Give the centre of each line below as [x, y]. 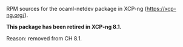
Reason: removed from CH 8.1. [44, 38]
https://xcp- [161, 9]
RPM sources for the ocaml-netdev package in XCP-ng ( [77, 9]
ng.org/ [15, 15]
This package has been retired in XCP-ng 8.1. [64, 27]
